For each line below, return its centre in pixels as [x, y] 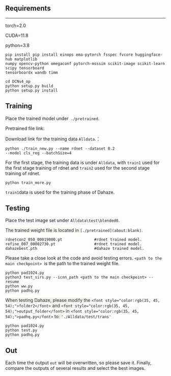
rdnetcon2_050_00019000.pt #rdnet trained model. [74, 240]
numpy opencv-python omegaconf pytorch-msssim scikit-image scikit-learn [85, 63]
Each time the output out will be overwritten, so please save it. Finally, [78, 363]
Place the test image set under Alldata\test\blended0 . [62, 220]
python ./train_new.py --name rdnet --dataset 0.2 [60, 148]
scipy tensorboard [25, 68]
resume [12, 282]
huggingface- [149, 55]
